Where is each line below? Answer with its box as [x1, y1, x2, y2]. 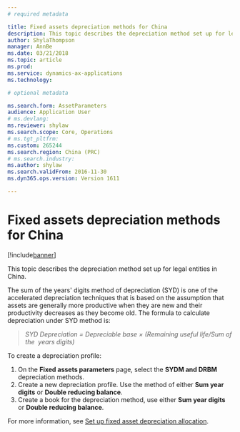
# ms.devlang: [7, 115, 50, 123]
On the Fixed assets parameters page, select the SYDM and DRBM [17, 365, 218, 374]
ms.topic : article [7, 56, 62, 64]
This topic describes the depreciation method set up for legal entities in [7, 264, 218, 273]
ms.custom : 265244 [7, 142, 62, 149]
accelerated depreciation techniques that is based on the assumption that [7, 293, 224, 302]
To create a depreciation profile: [7, 351, 102, 360]
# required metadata [7, 10, 69, 18]
